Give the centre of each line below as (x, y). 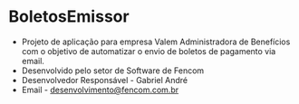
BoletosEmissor (69, 17)
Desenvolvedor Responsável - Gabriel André (105, 80)
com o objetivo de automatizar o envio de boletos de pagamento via (149, 51)
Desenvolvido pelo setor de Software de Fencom (113, 71)
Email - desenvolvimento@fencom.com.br (100, 90)
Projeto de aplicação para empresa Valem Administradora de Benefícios (156, 42)
